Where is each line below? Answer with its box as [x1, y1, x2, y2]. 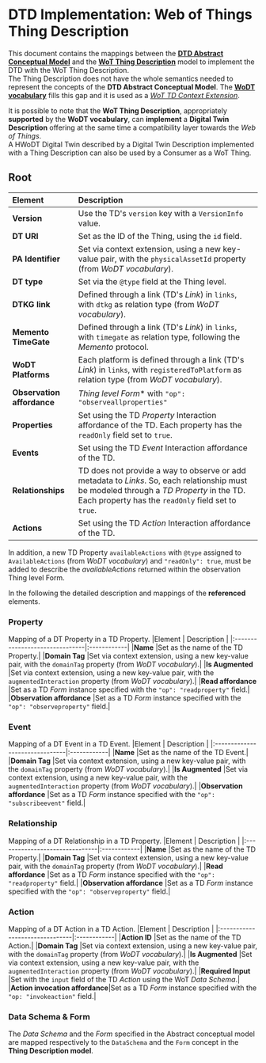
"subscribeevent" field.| [8, 798, 85, 808]
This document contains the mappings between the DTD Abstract [8, 48, 224, 58]
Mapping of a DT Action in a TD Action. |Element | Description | [8, 924, 215, 933]
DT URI [12, 230, 39, 241]
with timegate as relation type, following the [78, 331, 241, 342]
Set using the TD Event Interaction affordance [78, 442, 248, 453]
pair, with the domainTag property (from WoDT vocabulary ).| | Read [8, 861, 223, 871]
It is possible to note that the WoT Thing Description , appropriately [8, 105, 228, 116]
